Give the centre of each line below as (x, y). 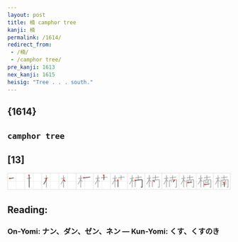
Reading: (28, 210)
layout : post (27, 15)
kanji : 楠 (21, 30)
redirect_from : (30, 45)
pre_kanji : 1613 (31, 67)
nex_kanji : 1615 (31, 74)
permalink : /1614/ (34, 38)
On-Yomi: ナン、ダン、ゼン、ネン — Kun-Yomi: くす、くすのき (114, 231)
